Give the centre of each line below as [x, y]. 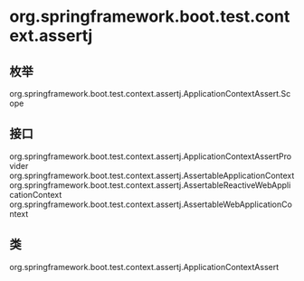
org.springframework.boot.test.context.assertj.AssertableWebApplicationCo [151, 204]
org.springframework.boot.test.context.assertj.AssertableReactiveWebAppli [150, 185]
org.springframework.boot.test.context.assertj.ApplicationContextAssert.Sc [150, 94]
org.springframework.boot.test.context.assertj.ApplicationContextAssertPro [151, 156]
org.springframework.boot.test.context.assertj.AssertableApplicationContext [152, 175]
